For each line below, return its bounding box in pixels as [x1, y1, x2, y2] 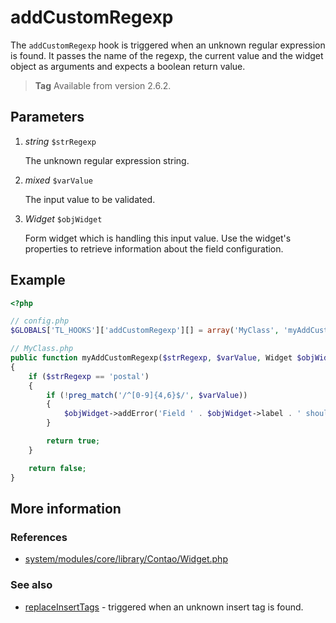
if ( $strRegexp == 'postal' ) [28, 371, 150, 381]
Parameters [10, 109, 85, 126]
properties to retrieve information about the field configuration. [24, 242, 284, 255]
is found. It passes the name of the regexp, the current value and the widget [10, 49, 324, 61]
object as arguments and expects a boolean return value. [10, 60, 246, 72]
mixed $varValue [24, 174, 93, 186]
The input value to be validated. [24, 193, 156, 205]
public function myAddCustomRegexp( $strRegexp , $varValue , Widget [10, 353, 293, 363]
